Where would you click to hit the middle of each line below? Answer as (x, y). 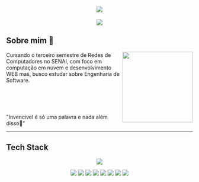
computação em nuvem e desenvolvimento (59, 68)
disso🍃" (16, 123)
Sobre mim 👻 (30, 41)
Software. (18, 80)
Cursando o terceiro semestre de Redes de (59, 55)
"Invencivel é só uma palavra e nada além (57, 117)
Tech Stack (27, 147)
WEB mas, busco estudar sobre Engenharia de (63, 74)
